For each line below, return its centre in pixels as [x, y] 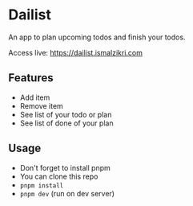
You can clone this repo [59, 176]
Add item [35, 97]
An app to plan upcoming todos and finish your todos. [97, 37]
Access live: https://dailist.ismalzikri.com [75, 52]
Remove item [42, 105]
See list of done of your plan [66, 123]
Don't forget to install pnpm [65, 167]
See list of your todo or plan [66, 114]
